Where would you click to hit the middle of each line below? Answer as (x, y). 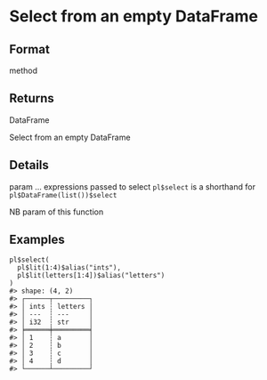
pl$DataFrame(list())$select (63, 195)
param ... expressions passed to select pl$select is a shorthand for (133, 186)
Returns (32, 98)
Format (30, 49)
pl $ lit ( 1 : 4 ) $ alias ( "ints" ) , (69, 268)
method (24, 70)
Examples (37, 240)
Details (29, 165)
